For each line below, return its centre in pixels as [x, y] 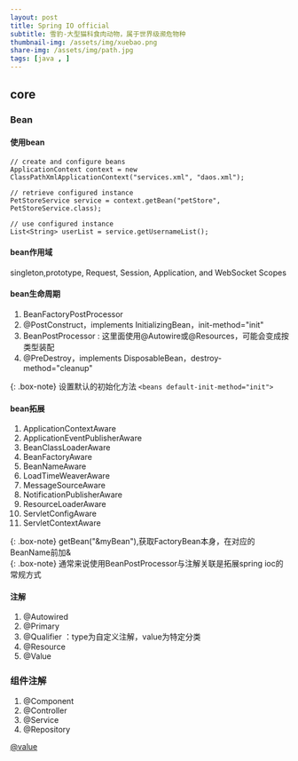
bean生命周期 [35, 294]
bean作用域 [31, 252]
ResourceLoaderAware [65, 504]
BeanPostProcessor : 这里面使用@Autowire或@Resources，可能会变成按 [156, 336]
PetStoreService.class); [56, 208]
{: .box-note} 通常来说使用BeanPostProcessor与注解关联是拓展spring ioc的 [147, 564]
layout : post [34, 17]
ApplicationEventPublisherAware [82, 438]
